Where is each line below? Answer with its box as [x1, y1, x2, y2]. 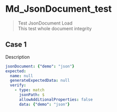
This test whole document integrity [17, 25, 92, 31]
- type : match [14, 87, 45, 93]
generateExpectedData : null [10, 78, 70, 83]
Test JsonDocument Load [17, 20, 73, 26]
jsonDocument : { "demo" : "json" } [5, 63, 74, 69]
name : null [10, 73, 33, 78]
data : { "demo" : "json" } [18, 102, 70, 107]
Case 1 [5, 40, 27, 49]
